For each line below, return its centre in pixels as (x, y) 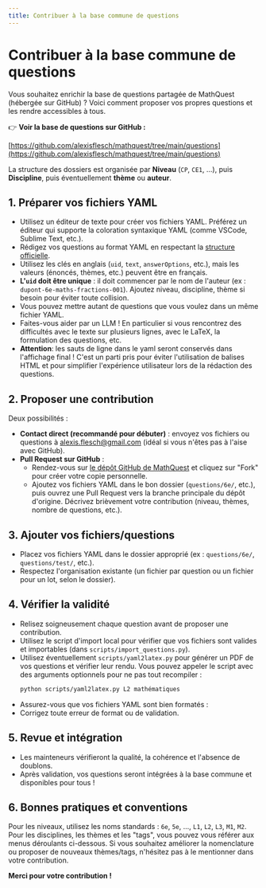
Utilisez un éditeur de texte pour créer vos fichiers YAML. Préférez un (133, 222)
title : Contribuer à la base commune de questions (94, 16)
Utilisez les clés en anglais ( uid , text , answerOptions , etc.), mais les (129, 264)
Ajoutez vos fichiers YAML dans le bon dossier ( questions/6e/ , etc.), (143, 485)
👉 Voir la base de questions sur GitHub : (77, 127)
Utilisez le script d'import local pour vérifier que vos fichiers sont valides (138, 640)
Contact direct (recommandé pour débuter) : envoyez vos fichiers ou (135, 434)
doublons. (36, 765)
